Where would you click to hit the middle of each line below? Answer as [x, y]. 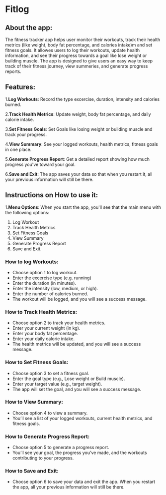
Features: [20, 87]
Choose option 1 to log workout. [45, 272]
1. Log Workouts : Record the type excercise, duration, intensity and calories [83, 99]
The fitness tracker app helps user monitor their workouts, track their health [83, 39]
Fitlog [17, 9]
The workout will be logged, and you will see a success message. [80, 299]
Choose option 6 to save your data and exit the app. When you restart [84, 482]
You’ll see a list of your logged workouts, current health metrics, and [82, 418]
